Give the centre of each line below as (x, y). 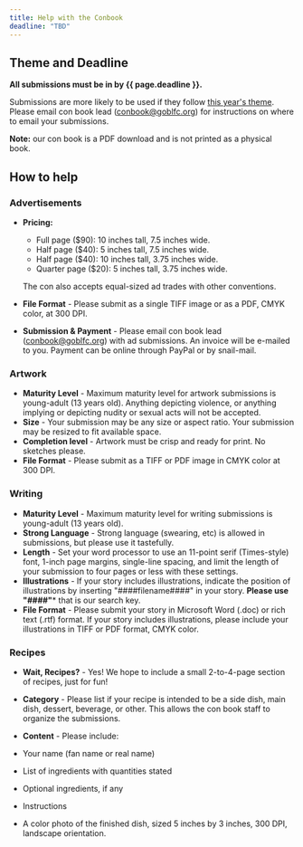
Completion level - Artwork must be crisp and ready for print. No (144, 442)
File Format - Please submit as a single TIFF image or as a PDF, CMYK (153, 304)
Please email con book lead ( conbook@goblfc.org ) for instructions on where (151, 112)
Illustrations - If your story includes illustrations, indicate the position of (156, 581)
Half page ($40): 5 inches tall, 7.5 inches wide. (123, 249)
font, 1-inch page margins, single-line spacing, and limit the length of (151, 561)
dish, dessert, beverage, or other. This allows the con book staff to (147, 709)
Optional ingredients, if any (73, 788)
